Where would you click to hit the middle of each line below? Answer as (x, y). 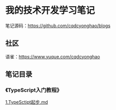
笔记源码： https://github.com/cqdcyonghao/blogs (58, 26)
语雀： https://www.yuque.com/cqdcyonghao (53, 56)
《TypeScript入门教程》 (34, 90)
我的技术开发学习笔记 (50, 10)
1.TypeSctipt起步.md (27, 102)
